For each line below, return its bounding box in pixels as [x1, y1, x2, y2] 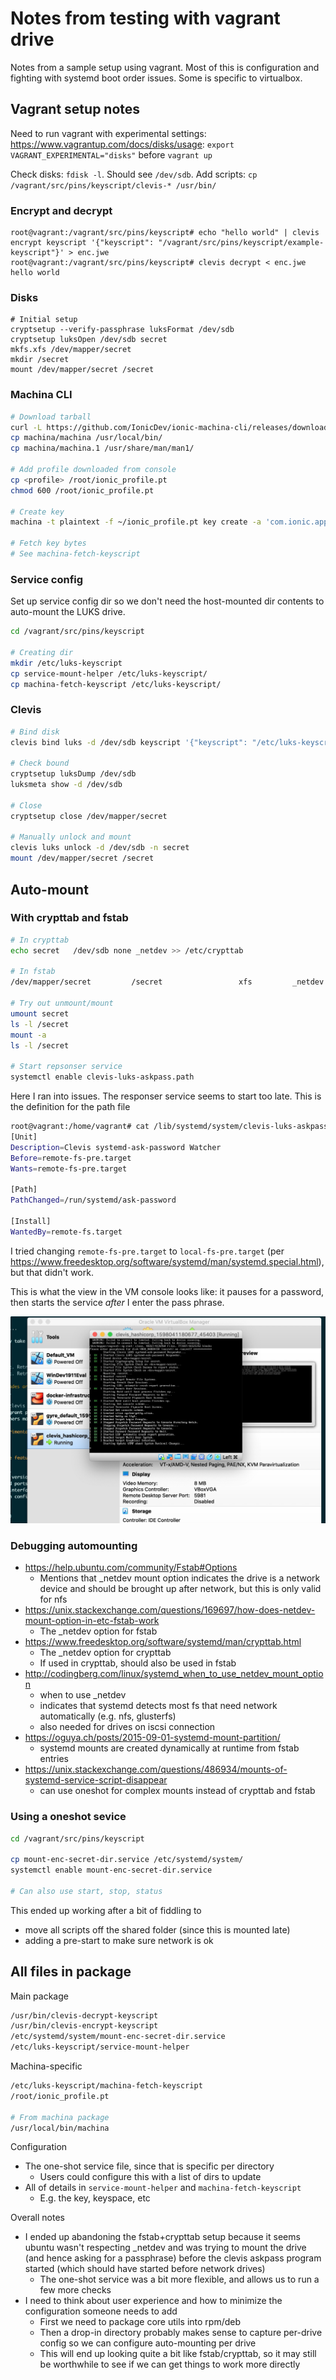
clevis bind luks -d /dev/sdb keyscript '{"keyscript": [10, 737, 248, 747]
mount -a [10, 1030, 47, 1040]
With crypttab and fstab [10, 911, 129, 925]
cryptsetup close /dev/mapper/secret [10, 811, 168, 821]
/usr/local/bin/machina [10, 2123, 110, 2133]
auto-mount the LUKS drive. [10, 606, 126, 618]
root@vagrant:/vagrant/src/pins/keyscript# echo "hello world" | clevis [10, 228, 320, 238]
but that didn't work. [10, 1266, 94, 1278]
